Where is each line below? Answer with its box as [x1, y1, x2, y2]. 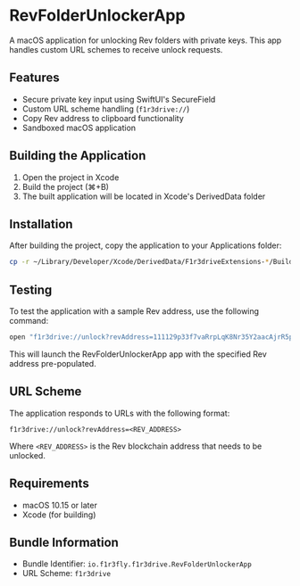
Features [9, 70, 60, 86]
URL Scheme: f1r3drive [21, 568, 112, 579]
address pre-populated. [9, 358, 96, 368]
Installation [9, 216, 73, 232]
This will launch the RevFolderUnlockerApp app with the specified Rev [9, 349, 268, 359]
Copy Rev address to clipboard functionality [21, 112, 185, 123]
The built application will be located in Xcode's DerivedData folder [21, 191, 266, 202]
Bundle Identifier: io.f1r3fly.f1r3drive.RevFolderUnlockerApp [21, 558, 252, 569]
